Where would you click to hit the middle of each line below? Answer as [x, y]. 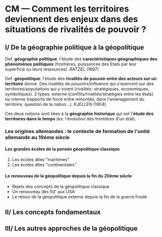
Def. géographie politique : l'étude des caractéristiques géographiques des [81, 59]
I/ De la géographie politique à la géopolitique [74, 47]
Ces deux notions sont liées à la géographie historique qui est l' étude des [79, 114]
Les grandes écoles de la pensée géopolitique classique [62, 149]
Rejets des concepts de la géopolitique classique [61, 187]
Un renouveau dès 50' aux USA [43, 192]
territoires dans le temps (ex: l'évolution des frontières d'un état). [71, 119]
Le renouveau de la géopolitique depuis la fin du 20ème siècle [68, 176]
